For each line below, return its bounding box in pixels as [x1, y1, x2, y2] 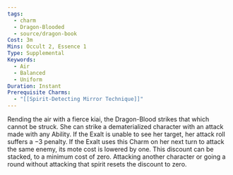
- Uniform [13, 76, 42, 83]
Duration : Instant [7, 83, 61, 90]
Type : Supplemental [7, 50, 65, 57]
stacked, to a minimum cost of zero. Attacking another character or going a [7, 152, 226, 161]
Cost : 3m [7, 37, 33, 44]
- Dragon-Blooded [13, 23, 65, 30]
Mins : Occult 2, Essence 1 [7, 43, 87, 50]
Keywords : [7, 56, 37, 64]
